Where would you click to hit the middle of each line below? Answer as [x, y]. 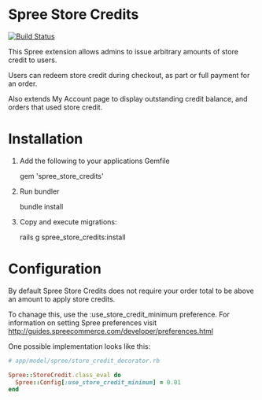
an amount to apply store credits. [62, 299]
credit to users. [33, 60]
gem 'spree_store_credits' [61, 176]
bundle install [41, 206]
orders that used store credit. [55, 107]
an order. [23, 83]
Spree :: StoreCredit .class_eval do [65, 375]
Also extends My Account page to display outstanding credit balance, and [128, 98]
